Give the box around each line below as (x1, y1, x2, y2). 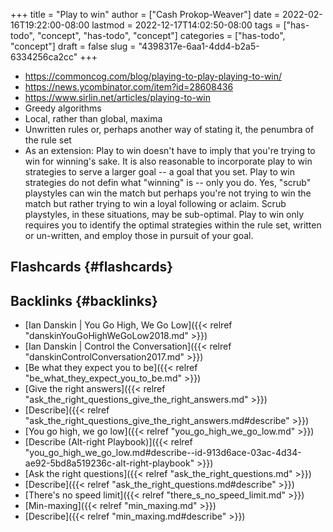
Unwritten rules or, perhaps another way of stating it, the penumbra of (24, 124, 315, 135)
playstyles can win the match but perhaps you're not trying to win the (24, 187, 312, 199)
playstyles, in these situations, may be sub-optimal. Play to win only (24, 209, 305, 220)
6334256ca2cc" (10, 51, 78, 63)
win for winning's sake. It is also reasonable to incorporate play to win (24, 155, 313, 167)
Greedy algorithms (24, 102, 102, 114)
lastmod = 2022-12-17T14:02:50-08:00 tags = (91, 19, 282, 31)
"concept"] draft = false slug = (10, 40, 137, 52)
